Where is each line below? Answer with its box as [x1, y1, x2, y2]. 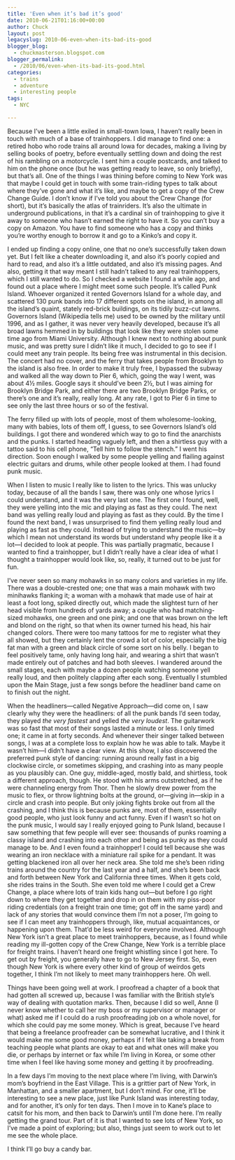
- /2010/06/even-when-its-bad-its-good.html [13, 62, 145, 69]
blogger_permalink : [7, 56, 64, 63]
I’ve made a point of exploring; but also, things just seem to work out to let [7, 1124, 222, 1132]
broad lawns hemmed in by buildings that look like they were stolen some [7, 327, 219, 335]
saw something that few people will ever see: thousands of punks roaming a [7, 828, 227, 837]
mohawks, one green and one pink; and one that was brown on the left [24, 613, 228, 621]
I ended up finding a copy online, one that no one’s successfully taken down [7, 245, 227, 253]
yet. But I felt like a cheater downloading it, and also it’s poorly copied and [7, 252, 220, 260]
